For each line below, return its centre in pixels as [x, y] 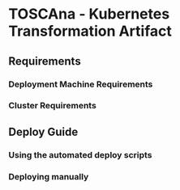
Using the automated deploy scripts [80, 154]
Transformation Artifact [90, 31]
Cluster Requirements [53, 106]
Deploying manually [49, 176]
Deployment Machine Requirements [81, 84]
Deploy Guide [43, 131]
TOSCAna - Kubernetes [89, 14]
